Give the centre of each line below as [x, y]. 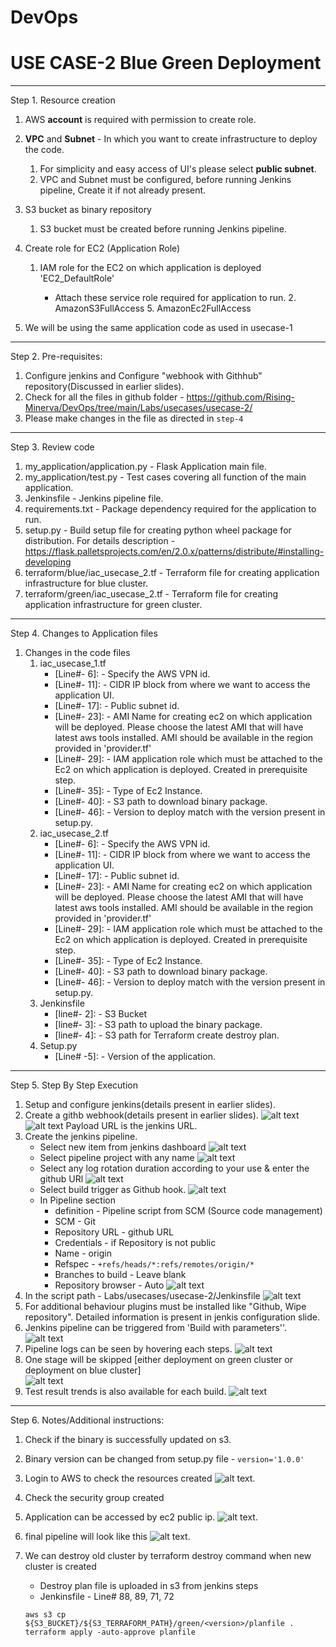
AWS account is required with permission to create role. [140, 120]
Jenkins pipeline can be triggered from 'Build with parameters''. [156, 1328]
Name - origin [83, 1253]
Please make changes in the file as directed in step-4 [134, 418]
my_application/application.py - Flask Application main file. [145, 467]
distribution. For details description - [100, 541]
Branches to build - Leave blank [120, 1275]
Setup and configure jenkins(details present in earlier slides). [150, 1105]
